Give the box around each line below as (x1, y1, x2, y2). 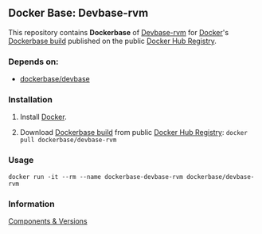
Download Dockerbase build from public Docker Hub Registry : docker (19, 128, 248, 137)
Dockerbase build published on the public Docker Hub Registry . (8, 36, 217, 46)
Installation (8, 94, 53, 105)
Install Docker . (19, 112, 67, 122)
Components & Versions (8, 216, 88, 226)
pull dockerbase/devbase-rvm (19, 136, 117, 145)
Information (8, 198, 55, 209)
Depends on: (8, 56, 59, 67)
